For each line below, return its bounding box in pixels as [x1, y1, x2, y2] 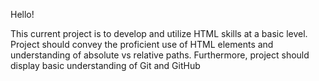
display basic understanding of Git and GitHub [10, 60, 201, 71]
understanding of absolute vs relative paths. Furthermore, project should [10, 49, 310, 61]
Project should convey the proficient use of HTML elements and [10, 39, 274, 50]
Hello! [10, 9, 35, 20]
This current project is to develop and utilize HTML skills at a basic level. [10, 28, 308, 39]
